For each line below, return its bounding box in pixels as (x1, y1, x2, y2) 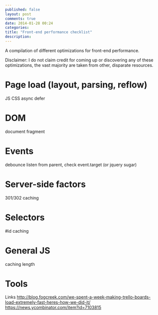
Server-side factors (5, 179, 86, 190)
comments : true (5, 16, 36, 21)
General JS (5, 245, 50, 256)
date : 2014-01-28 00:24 (5, 20, 53, 26)
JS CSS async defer (5, 95, 45, 101)
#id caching (5, 228, 29, 234)
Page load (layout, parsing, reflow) (5, 79, 147, 91)
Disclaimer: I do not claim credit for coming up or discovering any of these (5, 57, 154, 63)
